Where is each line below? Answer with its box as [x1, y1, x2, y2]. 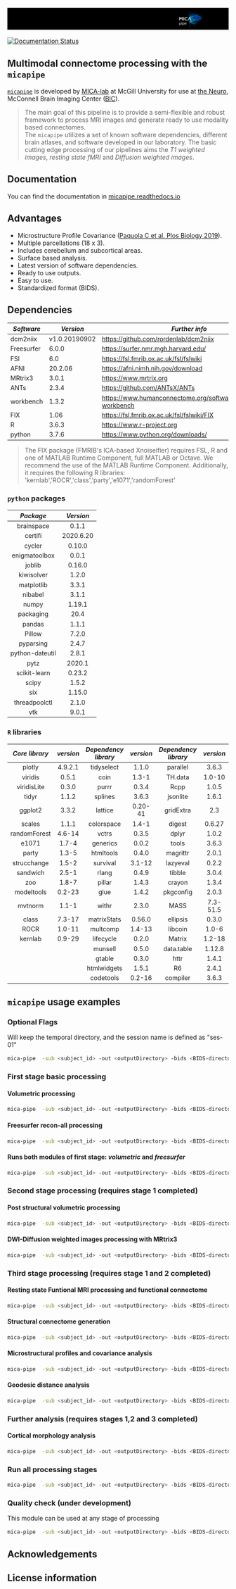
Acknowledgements [7, 1548, 98, 1560]
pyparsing [18, 639, 48, 648]
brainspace [17, 522, 50, 530]
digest [168, 819, 188, 828]
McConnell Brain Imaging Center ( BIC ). [7, 94, 120, 103]
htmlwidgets [86, 964, 123, 972]
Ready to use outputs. [17, 268, 81, 277]
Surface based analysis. [17, 253, 88, 262]
